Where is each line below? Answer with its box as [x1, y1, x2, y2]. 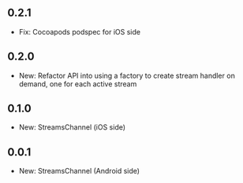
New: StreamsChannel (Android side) [18, 167, 140, 176]
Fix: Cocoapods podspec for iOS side [18, 27, 141, 36]
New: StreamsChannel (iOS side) [18, 123, 126, 132]
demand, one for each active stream [18, 79, 137, 89]
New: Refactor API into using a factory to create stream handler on [18, 71, 236, 80]
